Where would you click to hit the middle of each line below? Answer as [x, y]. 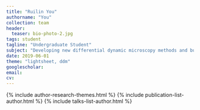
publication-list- [165, 95]
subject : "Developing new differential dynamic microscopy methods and [97, 51]
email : [14, 73]
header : [16, 28]
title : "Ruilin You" [32, 12]
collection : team [28, 23]
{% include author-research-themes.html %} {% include [75, 95]
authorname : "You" [29, 17]
